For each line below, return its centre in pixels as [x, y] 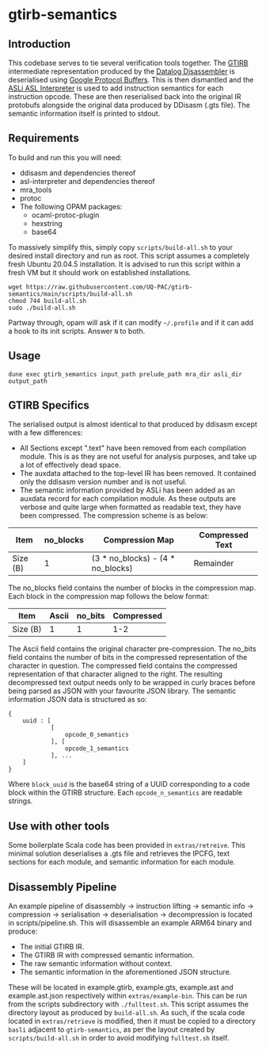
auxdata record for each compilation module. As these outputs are [127, 499]
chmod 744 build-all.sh [47, 301]
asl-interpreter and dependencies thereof [87, 181]
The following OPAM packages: [71, 206]
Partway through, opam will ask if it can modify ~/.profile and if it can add [131, 322]
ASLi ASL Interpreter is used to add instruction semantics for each [116, 88]
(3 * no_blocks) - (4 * [133, 558]
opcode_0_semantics [97, 735]
